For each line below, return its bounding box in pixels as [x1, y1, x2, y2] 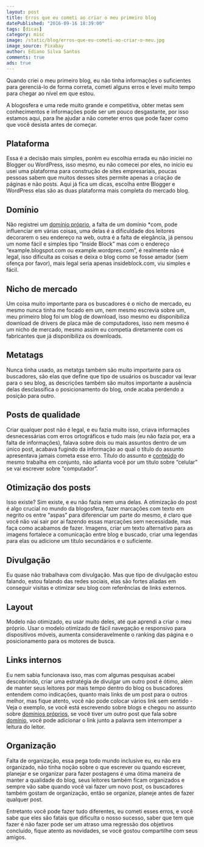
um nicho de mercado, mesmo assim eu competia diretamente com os [6, 325, 183, 333]
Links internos [6, 655, 62, 665]
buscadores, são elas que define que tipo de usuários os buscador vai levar [6, 372, 197, 380]
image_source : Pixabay [6, 43, 64, 49]
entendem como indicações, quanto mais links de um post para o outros [6, 690, 188, 698]
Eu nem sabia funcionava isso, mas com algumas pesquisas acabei [6, 671, 175, 678]
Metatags [6, 350, 44, 360]
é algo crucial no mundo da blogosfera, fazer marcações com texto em [6, 505, 185, 512]
